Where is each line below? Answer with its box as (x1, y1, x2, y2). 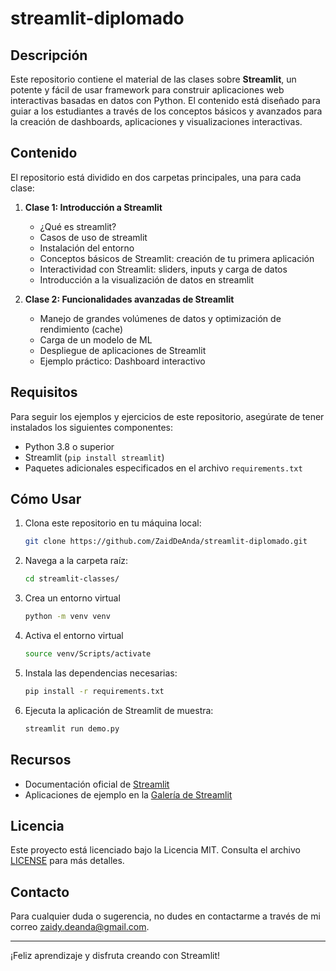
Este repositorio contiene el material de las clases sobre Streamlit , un (10, 73, 297, 85)
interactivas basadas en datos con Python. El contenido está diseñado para (10, 95, 321, 106)
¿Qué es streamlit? (39, 220, 117, 232)
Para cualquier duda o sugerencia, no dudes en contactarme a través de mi (10, 910, 321, 922)
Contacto (10, 883, 70, 901)
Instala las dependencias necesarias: (24, 667, 178, 679)
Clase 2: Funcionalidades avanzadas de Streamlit (24, 293, 235, 305)
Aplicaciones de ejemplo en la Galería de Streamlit (24, 788, 233, 801)
